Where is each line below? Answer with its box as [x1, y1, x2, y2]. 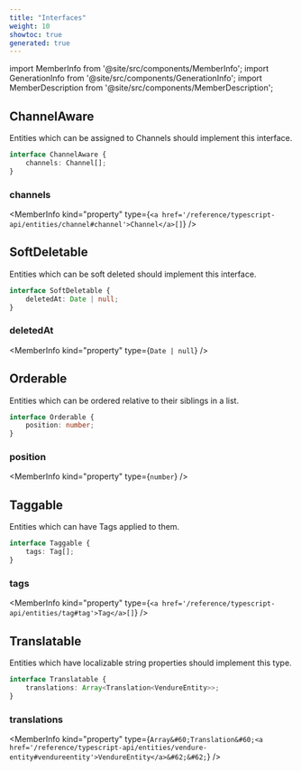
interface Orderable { [9, 412, 95, 421]
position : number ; [25, 421, 95, 430]
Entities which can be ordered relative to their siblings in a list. [9, 395, 240, 406]
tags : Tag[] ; [25, 548, 75, 557]
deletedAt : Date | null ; [25, 295, 119, 304]
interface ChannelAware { [9, 150, 106, 159]
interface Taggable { [9, 539, 91, 548]
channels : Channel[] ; [25, 158, 106, 167]
